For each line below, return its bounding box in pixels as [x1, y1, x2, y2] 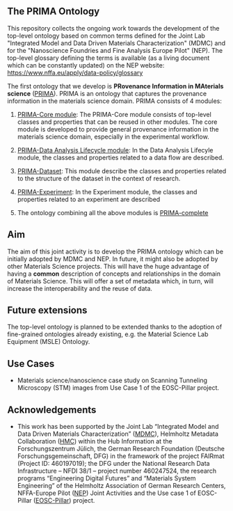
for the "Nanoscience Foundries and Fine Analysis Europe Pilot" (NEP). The [7, 46, 223, 54]
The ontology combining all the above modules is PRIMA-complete [17, 208, 209, 217]
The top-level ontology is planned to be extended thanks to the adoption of [7, 323, 223, 331]
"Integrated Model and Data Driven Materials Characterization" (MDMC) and [7, 38, 226, 47]
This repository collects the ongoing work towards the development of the [7, 24, 220, 32]
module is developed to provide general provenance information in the [17, 125, 219, 133]
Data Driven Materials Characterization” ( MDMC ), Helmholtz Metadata [17, 430, 219, 438]
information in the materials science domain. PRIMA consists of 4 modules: [7, 97, 223, 105]
